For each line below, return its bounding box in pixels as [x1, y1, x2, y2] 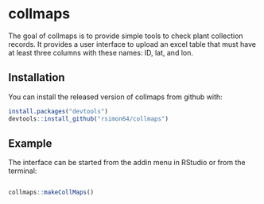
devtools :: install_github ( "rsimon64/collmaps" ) [8, 114, 169, 123]
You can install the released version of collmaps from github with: [8, 92, 223, 102]
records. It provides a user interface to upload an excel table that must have [8, 39, 257, 48]
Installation [8, 71, 65, 84]
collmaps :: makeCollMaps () [8, 188, 94, 197]
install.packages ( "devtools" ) [8, 107, 109, 115]
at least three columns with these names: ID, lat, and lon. [8, 48, 193, 57]
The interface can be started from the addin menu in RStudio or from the [8, 158, 246, 167]
